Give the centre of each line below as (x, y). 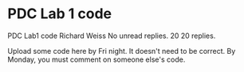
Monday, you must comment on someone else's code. (96, 59)
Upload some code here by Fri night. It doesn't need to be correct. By (122, 51)
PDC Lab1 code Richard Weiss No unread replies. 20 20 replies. (112, 36)
